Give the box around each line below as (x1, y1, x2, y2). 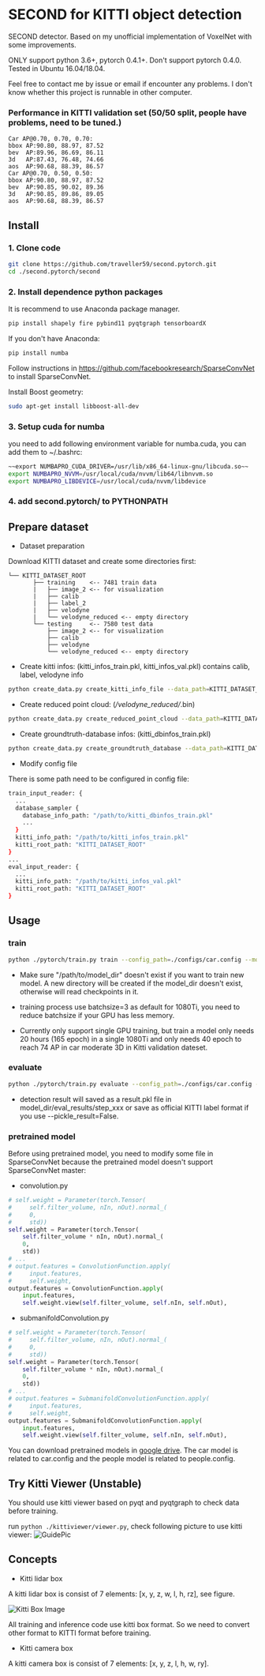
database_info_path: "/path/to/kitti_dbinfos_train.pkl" (22, 811, 214, 819)
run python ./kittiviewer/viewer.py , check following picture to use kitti (8, 1522, 243, 1531)
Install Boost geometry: (8, 387, 84, 396)
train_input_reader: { (8, 789, 83, 797)
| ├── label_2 (32, 599, 87, 607)
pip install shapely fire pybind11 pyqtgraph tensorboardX (8, 319, 207, 327)
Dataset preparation (19, 541, 85, 551)
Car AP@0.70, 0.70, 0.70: (8, 135, 93, 143)
